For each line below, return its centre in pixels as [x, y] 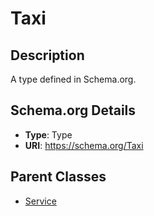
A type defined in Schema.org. [73, 79]
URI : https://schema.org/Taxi [84, 145]
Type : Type [48, 134]
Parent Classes [58, 177]
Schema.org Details [73, 110]
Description [47, 55]
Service [40, 201]
